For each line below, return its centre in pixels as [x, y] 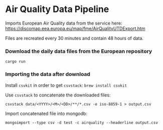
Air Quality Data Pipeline [57, 9]
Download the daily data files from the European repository [79, 51]
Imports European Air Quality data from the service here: [64, 23]
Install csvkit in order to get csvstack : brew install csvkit [66, 85]
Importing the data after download [48, 74]
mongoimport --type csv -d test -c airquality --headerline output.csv [81, 122]
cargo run [16, 62]
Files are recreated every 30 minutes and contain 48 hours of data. [74, 38]
